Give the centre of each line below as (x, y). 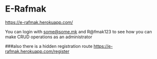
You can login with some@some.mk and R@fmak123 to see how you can (78, 31)
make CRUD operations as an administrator (49, 37)
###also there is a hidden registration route (49, 46)
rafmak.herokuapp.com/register (37, 51)
